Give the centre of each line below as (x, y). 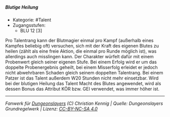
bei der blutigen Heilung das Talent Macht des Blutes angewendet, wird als (83, 83)
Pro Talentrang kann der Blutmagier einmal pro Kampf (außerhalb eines (79, 40)
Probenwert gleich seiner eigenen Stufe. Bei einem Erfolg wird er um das (81, 62)
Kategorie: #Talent (32, 20)
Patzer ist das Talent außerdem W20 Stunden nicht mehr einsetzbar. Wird (82, 78)
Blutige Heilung (22, 7)
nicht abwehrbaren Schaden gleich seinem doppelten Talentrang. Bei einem (84, 72)
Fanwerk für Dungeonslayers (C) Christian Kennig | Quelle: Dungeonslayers (84, 103)
